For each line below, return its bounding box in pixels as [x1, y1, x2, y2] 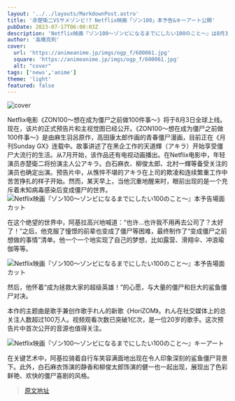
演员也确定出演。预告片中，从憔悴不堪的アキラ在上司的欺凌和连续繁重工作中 [7, 168, 228, 177]
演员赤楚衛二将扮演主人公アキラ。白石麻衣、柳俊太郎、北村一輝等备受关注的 [7, 159, 228, 168]
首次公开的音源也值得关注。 [25, 324, 106, 333]
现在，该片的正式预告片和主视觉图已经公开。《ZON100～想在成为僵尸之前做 [7, 124, 224, 133]
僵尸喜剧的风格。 [43, 372, 93, 380]
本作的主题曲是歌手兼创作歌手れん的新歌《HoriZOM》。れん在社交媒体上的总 [7, 306, 226, 315]
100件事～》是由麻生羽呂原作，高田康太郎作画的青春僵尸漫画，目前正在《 [7, 133, 220, 142]
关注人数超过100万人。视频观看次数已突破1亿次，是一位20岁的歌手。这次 [7, 315, 218, 324]
